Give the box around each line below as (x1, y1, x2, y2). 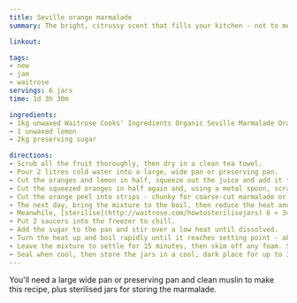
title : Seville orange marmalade (9, 12, 133, 22)
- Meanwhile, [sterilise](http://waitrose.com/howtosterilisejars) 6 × (9, 209, 278, 218)
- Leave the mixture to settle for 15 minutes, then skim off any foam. (9, 241, 283, 251)
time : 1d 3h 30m (9, 94, 69, 103)
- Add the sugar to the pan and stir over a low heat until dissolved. (9, 225, 278, 235)
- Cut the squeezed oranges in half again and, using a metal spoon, (9, 183, 271, 193)
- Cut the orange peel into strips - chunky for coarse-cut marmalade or (9, 192, 287, 201)
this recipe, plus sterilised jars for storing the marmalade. (9, 284, 217, 294)
